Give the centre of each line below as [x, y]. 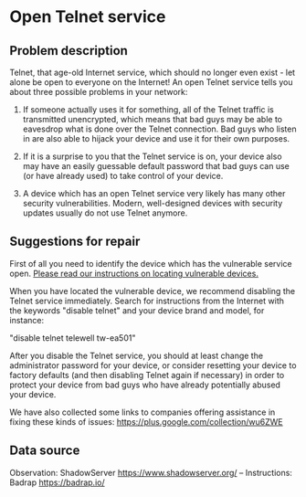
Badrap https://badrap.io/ [57, 482]
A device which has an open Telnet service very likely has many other [154, 193]
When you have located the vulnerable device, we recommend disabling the [152, 291]
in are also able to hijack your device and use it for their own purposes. [156, 138]
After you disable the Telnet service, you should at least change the [136, 355]
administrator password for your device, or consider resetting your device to [153, 365]
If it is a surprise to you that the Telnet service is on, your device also [152, 156]
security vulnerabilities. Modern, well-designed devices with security [153, 203]
